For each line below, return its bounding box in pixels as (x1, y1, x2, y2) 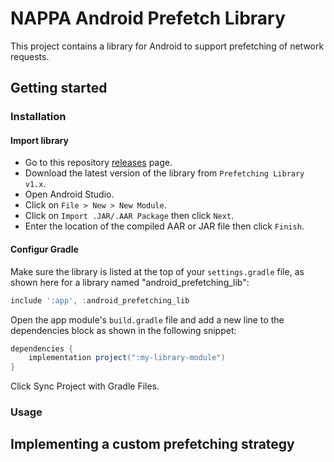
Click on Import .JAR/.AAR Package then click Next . (24, 210, 235, 222)
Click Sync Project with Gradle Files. (10, 380, 160, 392)
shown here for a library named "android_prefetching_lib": (10, 276, 250, 288)
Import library (10, 134, 69, 146)
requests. (10, 50, 50, 62)
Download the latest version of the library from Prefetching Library (24, 167, 305, 179)
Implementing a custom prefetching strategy (10, 436, 295, 453)
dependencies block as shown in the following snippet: (10, 324, 237, 336)
